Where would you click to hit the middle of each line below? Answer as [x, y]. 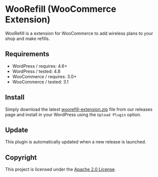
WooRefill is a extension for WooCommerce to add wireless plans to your [79, 33]
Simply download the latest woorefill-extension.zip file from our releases [79, 109]
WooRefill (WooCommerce [61, 9]
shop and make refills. [28, 39]
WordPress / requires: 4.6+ [40, 66]
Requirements [27, 54]
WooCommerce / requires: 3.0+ [44, 76]
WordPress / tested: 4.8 [36, 71]
